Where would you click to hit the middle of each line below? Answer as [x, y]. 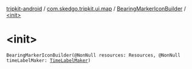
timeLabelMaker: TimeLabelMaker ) [49, 60]
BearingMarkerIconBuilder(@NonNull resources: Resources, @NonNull [94, 55]
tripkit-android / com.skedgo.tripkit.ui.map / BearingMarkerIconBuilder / [96, 9]
